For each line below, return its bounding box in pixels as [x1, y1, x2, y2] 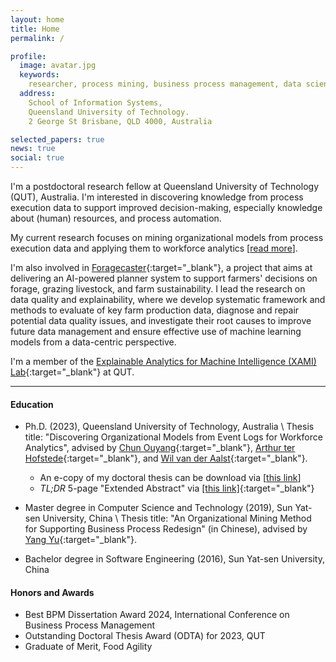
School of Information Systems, [28, 97, 163, 108]
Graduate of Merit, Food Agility [24, 641, 153, 653]
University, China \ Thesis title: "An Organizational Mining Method [42, 512, 312, 525]
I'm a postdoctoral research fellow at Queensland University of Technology [10, 181, 320, 192]
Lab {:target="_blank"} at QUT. [10, 366, 135, 378]
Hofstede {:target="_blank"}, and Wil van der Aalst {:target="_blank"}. [24, 452, 308, 465]
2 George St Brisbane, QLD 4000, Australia [28, 116, 213, 126]
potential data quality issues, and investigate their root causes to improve [10, 315, 312, 326]
